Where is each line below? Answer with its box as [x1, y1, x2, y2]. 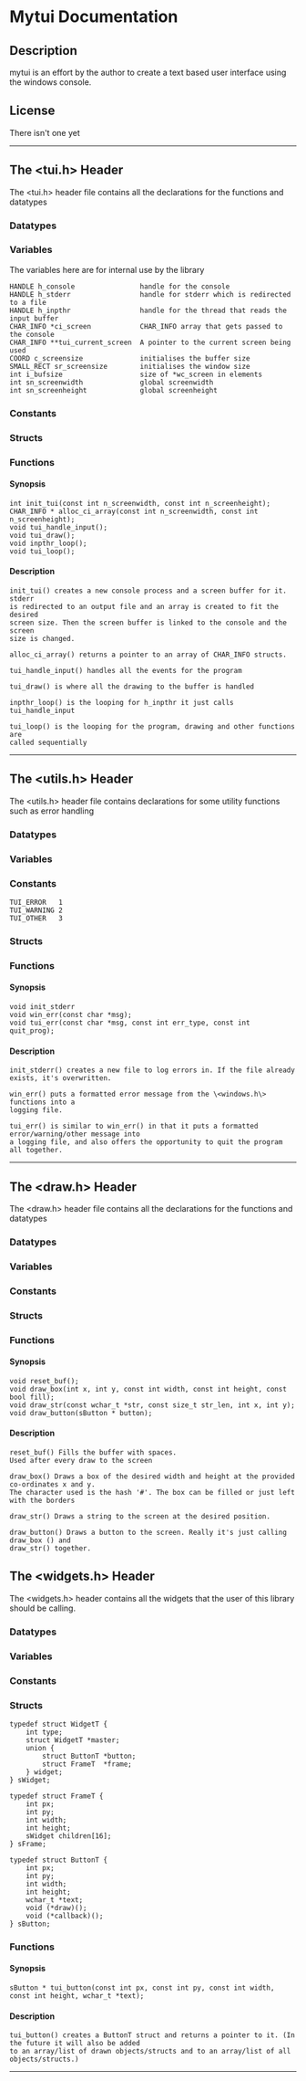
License [9, 103, 56, 119]
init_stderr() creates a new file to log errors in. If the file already [9, 1066, 296, 1075]
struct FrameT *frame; [42, 1760, 132, 1769]
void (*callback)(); [25, 1911, 104, 1920]
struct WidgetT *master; [25, 1735, 120, 1745]
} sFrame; [9, 1839, 47, 1848]
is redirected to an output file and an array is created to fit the [9, 603, 280, 612]
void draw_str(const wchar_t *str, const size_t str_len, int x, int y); [9, 1400, 296, 1410]
